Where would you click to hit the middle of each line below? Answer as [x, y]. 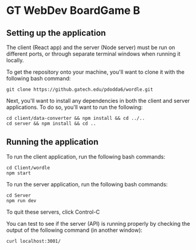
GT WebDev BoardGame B [73, 11]
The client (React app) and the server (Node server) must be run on [91, 47]
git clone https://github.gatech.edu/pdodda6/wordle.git [80, 90]
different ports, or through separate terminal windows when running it [93, 54]
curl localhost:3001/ [34, 241]
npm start [19, 173]
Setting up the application [56, 33]
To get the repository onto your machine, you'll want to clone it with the [96, 72]
